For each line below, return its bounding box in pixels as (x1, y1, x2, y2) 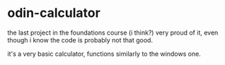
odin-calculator (7, 5, 100, 21)
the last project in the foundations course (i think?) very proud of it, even (7, 28, 219, 37)
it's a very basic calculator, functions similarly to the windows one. (7, 49, 202, 58)
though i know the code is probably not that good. (7, 35, 154, 44)
